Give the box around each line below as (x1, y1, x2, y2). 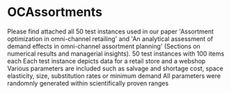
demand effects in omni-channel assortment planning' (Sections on (7, 42, 200, 50)
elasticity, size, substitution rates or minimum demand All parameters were (7, 71, 221, 80)
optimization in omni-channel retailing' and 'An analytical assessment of (7, 34, 214, 42)
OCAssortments (7, 4, 103, 20)
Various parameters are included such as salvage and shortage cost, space (7, 64, 224, 72)
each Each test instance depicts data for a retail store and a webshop (7, 56, 206, 65)
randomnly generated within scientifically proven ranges (7, 79, 169, 87)
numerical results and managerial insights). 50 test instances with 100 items (7, 49, 225, 58)
